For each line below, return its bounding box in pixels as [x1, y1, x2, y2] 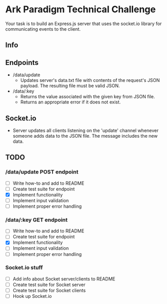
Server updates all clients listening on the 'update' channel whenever [12, 127, 159, 134]
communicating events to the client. [5, 26, 81, 32]
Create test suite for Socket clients [12, 287, 86, 293]
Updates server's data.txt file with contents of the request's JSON [20, 77, 160, 83]
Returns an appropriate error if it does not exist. [20, 99, 121, 105]
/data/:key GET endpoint [5, 216, 68, 223]
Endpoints [5, 58, 39, 67]
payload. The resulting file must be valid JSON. [20, 83, 120, 89]
